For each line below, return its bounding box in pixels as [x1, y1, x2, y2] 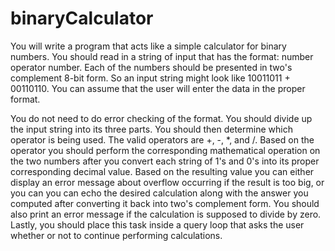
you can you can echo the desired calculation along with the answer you [10, 187, 309, 199]
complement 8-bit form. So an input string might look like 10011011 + [10, 72, 291, 84]
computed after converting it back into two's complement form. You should [10, 197, 320, 209]
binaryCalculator [10, 7, 154, 30]
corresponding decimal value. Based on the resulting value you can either [10, 165, 315, 177]
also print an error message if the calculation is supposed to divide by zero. [10, 208, 322, 220]
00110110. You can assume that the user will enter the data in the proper [10, 82, 306, 94]
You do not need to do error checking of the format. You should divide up [10, 112, 313, 124]
